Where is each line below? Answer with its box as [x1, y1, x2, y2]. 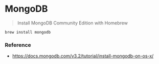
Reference [5, 41, 31, 48]
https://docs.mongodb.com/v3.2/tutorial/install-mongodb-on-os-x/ [12, 53, 154, 59]
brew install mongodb [5, 29, 51, 35]
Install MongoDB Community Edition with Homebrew [17, 20, 128, 26]
